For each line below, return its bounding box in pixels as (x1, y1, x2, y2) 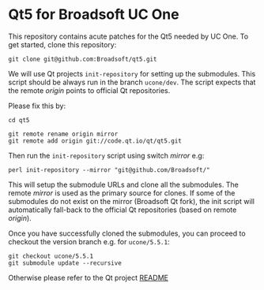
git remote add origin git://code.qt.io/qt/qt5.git (8, 136, 182, 145)
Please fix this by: (8, 101, 66, 110)
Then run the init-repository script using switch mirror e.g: (8, 151, 205, 160)
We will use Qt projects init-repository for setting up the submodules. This (8, 69, 256, 78)
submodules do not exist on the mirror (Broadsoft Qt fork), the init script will (8, 196, 255, 206)
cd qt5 (8, 116, 30, 124)
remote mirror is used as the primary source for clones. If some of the (8, 188, 236, 198)
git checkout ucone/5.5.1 (8, 252, 93, 260)
